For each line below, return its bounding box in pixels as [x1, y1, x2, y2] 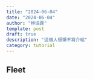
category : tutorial [6, 43, 56, 49]
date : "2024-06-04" [6, 14, 56, 21]
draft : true [6, 31, 36, 37]
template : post [6, 25, 45, 32]
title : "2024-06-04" [6, 8, 59, 15]
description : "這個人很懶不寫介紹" [6, 37, 88, 43]
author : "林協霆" [6, 20, 47, 26]
